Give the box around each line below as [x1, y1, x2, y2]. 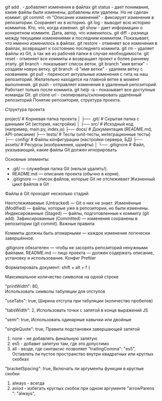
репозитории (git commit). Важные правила [5, 221, 95, 227]
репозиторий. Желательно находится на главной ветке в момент [5, 76, 140, 82]
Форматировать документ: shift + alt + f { [5, 264, 90, 270]
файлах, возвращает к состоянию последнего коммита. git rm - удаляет [5, 46, 154, 51]
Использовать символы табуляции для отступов [5, 289, 105, 294]
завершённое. [5, 235, 35, 241]
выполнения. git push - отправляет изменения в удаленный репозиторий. [5, 82, 158, 87]
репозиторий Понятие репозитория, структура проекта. [5, 97, 121, 103]
